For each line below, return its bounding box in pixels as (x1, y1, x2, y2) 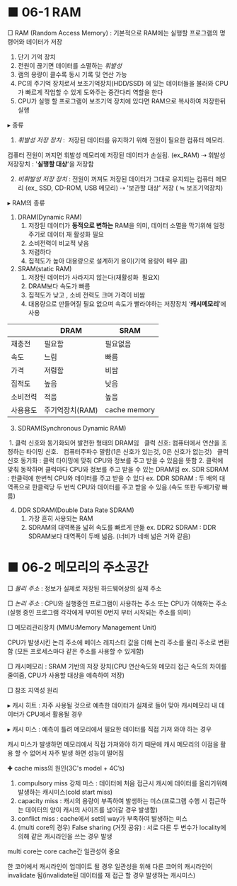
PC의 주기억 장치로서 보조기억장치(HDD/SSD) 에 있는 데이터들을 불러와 (17, 79, 214, 87)
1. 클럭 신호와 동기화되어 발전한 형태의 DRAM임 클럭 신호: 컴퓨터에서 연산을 (8, 438, 220, 447)
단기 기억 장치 (17, 52, 56, 61)
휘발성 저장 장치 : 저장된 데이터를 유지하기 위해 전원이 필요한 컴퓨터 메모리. (17, 135, 225, 144)
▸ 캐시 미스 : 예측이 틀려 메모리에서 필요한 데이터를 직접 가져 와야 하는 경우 (7, 725, 212, 733)
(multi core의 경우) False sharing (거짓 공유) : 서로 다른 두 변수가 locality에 (17, 823, 226, 831)
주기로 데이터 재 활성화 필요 (28, 229, 104, 238)
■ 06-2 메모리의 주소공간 (7, 560, 149, 576)
